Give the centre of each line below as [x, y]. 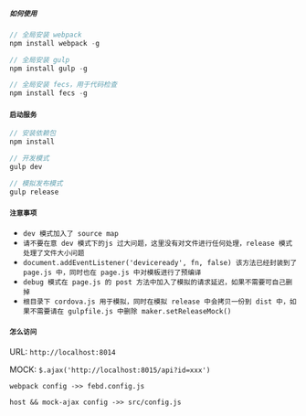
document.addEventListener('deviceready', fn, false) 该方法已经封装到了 [160, 262]
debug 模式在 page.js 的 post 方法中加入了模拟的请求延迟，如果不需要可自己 [154, 282]
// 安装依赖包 [33, 133]
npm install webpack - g [55, 43]
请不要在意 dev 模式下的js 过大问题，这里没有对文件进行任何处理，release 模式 [158, 243]
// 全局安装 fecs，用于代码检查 [63, 85]
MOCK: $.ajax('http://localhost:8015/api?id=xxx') [110, 369]
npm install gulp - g [49, 69]
